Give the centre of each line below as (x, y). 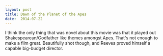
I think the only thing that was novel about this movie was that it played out (81, 33)
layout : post (18, 10)
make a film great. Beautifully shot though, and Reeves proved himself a (78, 43)
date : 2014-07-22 (24, 19)
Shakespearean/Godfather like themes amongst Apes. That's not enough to (81, 38)
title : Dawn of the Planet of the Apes (46, 14)
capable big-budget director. (34, 48)
